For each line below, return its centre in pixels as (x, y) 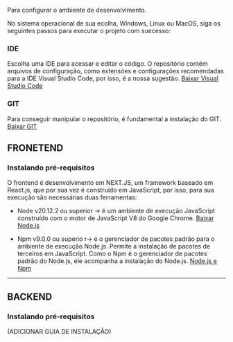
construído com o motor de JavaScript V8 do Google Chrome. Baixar (115, 218)
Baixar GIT (22, 126)
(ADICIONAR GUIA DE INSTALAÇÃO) (59, 331)
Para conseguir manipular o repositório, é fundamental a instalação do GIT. (114, 119)
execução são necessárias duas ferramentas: (72, 197)
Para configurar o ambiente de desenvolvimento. (77, 10)
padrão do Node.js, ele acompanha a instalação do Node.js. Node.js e (117, 261)
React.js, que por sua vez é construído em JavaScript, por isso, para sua (111, 190)
